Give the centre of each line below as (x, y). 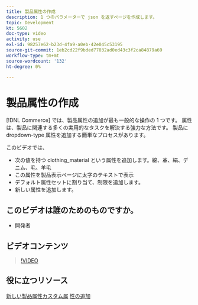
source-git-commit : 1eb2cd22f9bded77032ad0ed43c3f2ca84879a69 (84, 50)
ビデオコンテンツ (37, 246)
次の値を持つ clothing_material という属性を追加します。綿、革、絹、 (99, 160)
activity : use (24, 39)
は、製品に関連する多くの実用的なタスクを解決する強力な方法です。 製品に (97, 128)
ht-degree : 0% (24, 66)
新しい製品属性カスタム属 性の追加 (48, 296)
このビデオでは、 (27, 148)
